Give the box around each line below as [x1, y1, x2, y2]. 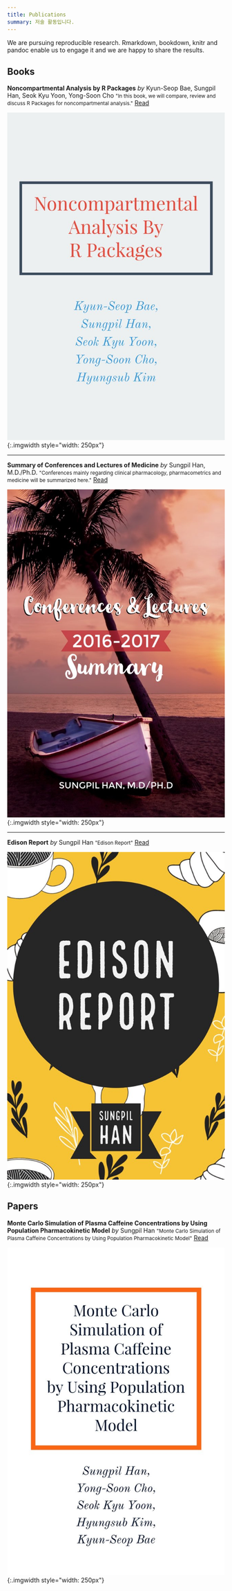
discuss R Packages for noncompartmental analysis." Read [7, 99, 150, 107]
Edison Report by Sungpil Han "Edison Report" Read [7, 838, 150, 846]
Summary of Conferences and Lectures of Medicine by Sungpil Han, [7, 461, 206, 469]
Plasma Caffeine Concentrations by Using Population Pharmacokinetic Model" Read [7, 1233, 209, 1242]
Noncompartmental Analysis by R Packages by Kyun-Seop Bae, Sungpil [7, 84, 216, 93]
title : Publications [7, 11, 67, 18]
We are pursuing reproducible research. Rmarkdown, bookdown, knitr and [7, 38, 218, 46]
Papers [7, 1201, 39, 1212]
